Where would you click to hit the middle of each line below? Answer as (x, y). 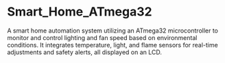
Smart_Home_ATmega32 (80, 12)
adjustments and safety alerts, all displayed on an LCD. (85, 52)
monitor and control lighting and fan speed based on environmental (102, 37)
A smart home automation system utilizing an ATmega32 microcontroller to (113, 30)
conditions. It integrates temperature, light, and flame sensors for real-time (113, 45)
